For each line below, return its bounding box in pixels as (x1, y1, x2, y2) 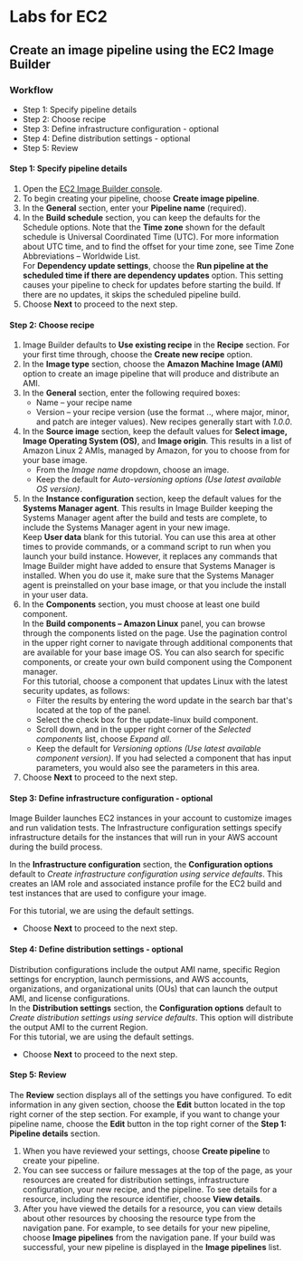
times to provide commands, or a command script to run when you (22, 541, 271, 553)
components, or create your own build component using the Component (22, 657, 292, 668)
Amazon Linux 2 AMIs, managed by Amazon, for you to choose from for (22, 445, 290, 456)
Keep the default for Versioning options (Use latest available (35, 744, 261, 754)
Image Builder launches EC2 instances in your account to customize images (9, 812, 292, 824)
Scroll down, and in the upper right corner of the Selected (35, 724, 251, 735)
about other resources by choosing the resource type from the (22, 1212, 256, 1223)
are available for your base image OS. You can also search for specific (22, 647, 285, 658)
